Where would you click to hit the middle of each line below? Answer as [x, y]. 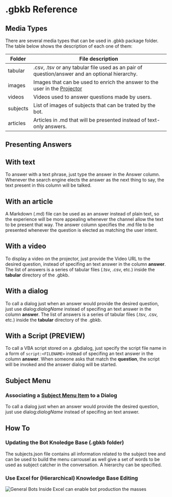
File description [99, 59]
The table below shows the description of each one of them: [69, 46]
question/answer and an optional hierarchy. [85, 74]
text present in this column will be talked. [48, 185]
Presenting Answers [39, 145]
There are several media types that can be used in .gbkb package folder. [82, 41]
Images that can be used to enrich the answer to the [96, 82]
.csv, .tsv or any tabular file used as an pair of [88, 67]
